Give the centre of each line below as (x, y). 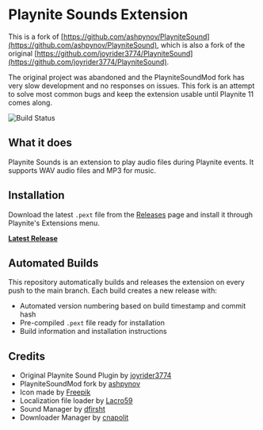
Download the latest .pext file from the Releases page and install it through (131, 214)
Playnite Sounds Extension (98, 15)
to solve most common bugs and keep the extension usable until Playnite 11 (131, 94)
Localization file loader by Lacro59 (76, 401)
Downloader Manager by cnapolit (74, 417)
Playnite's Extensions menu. (54, 223)
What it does (40, 143)
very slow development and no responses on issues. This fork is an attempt (131, 86)
